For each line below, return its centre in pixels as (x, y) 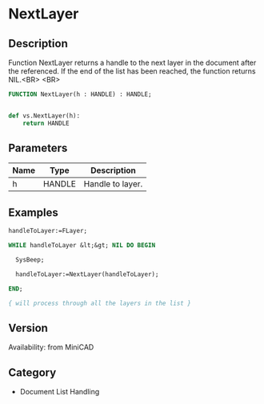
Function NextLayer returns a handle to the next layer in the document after (132, 62)
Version (28, 328)
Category (32, 372)
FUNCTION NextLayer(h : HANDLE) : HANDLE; (80, 94)
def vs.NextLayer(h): (44, 116)
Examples (33, 212)
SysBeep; (30, 260)
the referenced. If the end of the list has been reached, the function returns (132, 71)
